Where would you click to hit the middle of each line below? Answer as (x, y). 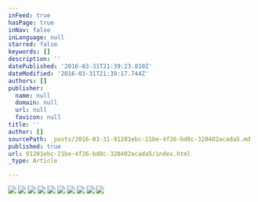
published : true (35, 146)
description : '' (35, 60)
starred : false (33, 45)
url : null (31, 110)
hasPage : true (31, 23)
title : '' (24, 124)
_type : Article (33, 161)
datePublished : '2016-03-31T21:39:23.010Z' (80, 67)
